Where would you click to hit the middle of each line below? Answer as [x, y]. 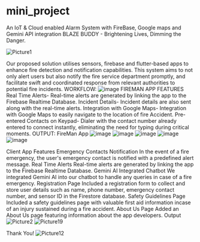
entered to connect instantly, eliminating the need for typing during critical [98, 127]
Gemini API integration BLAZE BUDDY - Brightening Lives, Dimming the [94, 34]
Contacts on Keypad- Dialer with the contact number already [101, 120]
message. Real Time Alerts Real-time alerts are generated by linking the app [100, 164]
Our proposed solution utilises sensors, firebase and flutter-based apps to [97, 63]
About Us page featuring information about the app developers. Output [94, 215]
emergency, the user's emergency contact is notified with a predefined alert [100, 158]
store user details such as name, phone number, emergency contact [90, 189]
